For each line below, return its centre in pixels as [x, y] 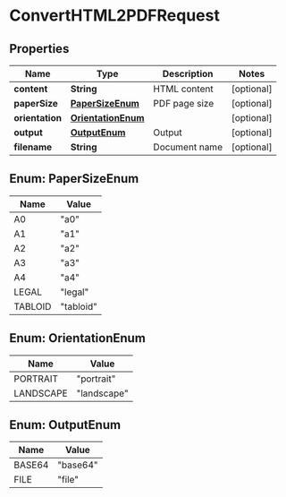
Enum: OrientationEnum [77, 338]
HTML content [183, 89]
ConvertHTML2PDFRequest [115, 16]
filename [33, 147]
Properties [39, 49]
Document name [188, 147]
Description [188, 74]
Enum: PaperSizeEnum [74, 179]
